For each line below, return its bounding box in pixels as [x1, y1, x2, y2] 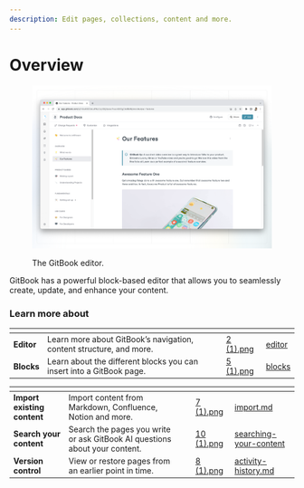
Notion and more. [68, 411, 134, 422]
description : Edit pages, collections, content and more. [9, 14, 233, 24]
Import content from [68, 392, 144, 403]
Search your [13, 428, 62, 439]
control [13, 465, 42, 476]
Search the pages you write [68, 424, 171, 435]
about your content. [68, 443, 142, 454]
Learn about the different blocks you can [46, 356, 199, 367]
